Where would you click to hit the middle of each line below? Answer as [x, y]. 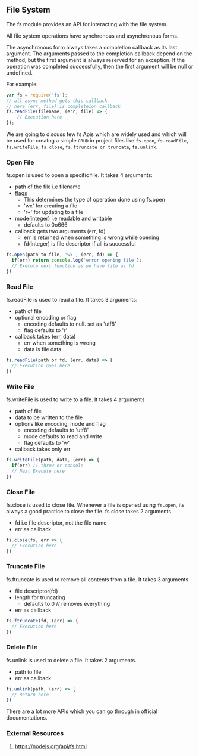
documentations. [27, 718]
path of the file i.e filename [48, 187]
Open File [20, 162]
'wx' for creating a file [50, 206]
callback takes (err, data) [45, 337]
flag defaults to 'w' [47, 443]
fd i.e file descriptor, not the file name [61, 523]
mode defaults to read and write [63, 436]
